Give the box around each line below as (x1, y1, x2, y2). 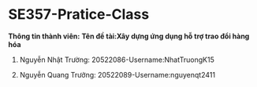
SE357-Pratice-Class (8, 5, 150, 24)
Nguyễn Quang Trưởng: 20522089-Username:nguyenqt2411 (19, 70, 215, 79)
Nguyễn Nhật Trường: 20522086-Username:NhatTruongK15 (19, 55, 214, 64)
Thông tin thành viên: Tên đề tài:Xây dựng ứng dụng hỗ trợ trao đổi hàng (8, 31, 250, 41)
